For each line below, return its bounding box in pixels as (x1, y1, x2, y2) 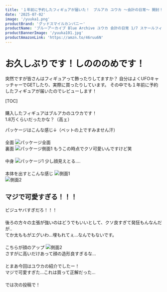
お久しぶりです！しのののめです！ (5, 58, 146, 70)
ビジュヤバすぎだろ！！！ (5, 207, 57, 213)
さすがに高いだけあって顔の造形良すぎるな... (5, 250, 96, 257)
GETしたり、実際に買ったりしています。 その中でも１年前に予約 (26, 82, 159, 88)
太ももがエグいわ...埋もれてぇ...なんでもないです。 (13, 232, 117, 238)
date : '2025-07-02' (5, 12, 46, 17)
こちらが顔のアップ (5, 244, 45, 250)
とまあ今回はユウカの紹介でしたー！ (5, 263, 80, 269)
